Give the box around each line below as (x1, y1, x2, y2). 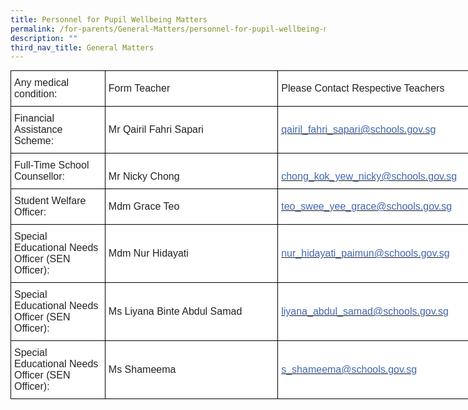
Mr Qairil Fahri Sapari (108, 124, 204, 136)
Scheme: (14, 135, 55, 147)
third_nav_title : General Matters (10, 42, 155, 53)
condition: (14, 88, 58, 100)
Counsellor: (14, 171, 65, 183)
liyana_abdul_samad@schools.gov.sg (281, 306, 449, 318)
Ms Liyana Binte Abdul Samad (108, 306, 243, 318)
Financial (14, 112, 55, 125)
